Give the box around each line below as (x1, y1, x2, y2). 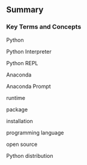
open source (6, 140, 38, 148)
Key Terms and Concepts (6, 23, 82, 31)
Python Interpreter (6, 48, 52, 55)
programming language (6, 129, 64, 136)
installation (6, 117, 33, 124)
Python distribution (6, 152, 53, 159)
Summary (6, 5, 44, 15)
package (6, 106, 28, 113)
